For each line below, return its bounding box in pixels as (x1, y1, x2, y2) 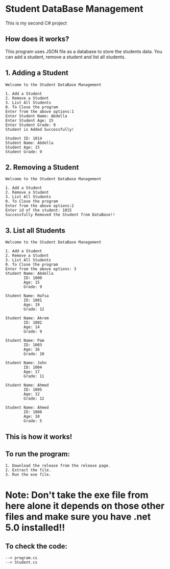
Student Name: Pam (5, 338, 44, 343)
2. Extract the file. (5, 468, 52, 473)
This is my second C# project (5, 20, 67, 26)
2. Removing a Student (5, 163, 79, 172)
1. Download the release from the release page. (5, 463, 111, 468)
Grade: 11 (23, 374, 44, 379)
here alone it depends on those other (5, 500, 165, 511)
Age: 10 (23, 414, 40, 419)
